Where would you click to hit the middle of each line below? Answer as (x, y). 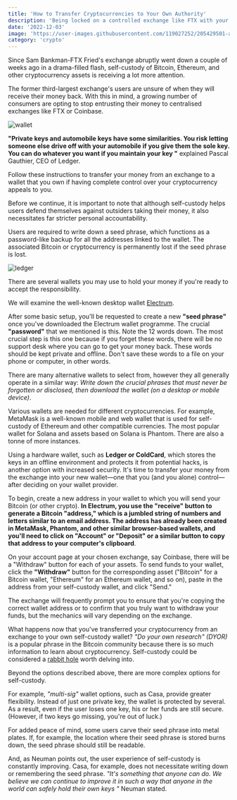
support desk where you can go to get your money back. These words (110, 347)
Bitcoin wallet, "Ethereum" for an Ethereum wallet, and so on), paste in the (115, 579)
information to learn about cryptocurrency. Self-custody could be (103, 652)
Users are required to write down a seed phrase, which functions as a (109, 232)
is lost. (18, 254)
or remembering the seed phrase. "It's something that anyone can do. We (115, 774)
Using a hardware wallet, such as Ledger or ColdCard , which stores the (112, 455)
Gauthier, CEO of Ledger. (44, 161)
